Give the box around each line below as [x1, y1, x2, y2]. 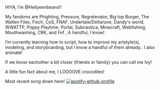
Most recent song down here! [5, 79, 65, 84]
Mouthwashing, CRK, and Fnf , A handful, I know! [5, 30, 105, 35]
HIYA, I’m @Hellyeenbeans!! [5, 4, 62, 10]
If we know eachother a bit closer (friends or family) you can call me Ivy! [5, 59, 152, 65]
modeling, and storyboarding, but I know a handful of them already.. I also [5, 44, 155, 50]
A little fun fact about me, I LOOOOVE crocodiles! [5, 69, 105, 75]
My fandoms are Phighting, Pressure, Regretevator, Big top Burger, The [5, 14, 149, 19]
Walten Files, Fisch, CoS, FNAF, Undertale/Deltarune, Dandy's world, [5, 19, 145, 25]
